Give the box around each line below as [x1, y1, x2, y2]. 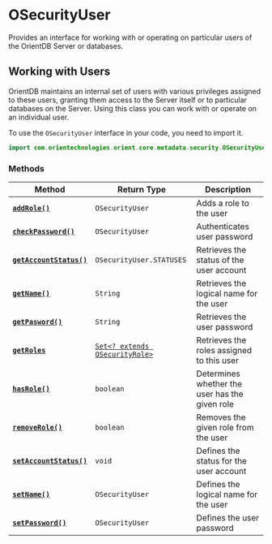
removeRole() [12, 422, 63, 432]
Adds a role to [196, 197, 249, 209]
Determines [196, 368, 241, 379]
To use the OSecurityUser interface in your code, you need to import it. [8, 127, 244, 137]
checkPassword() [12, 227, 75, 236]
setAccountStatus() [12, 456, 87, 465]
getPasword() [12, 317, 63, 326]
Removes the [196, 412, 246, 423]
